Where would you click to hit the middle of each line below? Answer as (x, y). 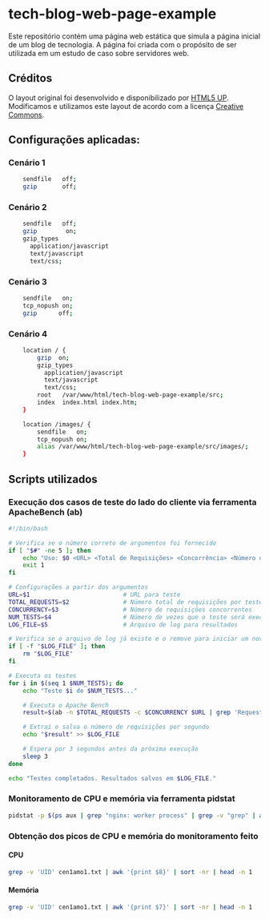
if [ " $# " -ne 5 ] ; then (50, 550)
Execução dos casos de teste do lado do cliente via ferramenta (132, 502)
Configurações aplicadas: (74, 140)
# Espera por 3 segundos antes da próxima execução (110, 749)
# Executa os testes (43, 675)
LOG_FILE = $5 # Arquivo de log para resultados (123, 625)
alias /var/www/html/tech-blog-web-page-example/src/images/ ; (143, 447)
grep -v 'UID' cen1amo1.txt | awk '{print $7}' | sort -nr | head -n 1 (130, 907)
